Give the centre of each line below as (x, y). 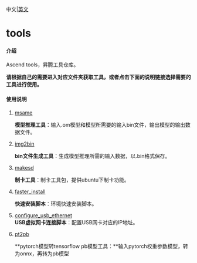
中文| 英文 (17, 9)
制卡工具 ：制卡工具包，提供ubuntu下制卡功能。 (72, 180)
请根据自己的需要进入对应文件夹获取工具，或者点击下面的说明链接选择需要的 (98, 77)
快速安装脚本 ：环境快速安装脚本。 (56, 203)
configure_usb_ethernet (43, 215)
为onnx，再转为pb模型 (42, 253)
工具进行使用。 (24, 85)
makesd (24, 167)
